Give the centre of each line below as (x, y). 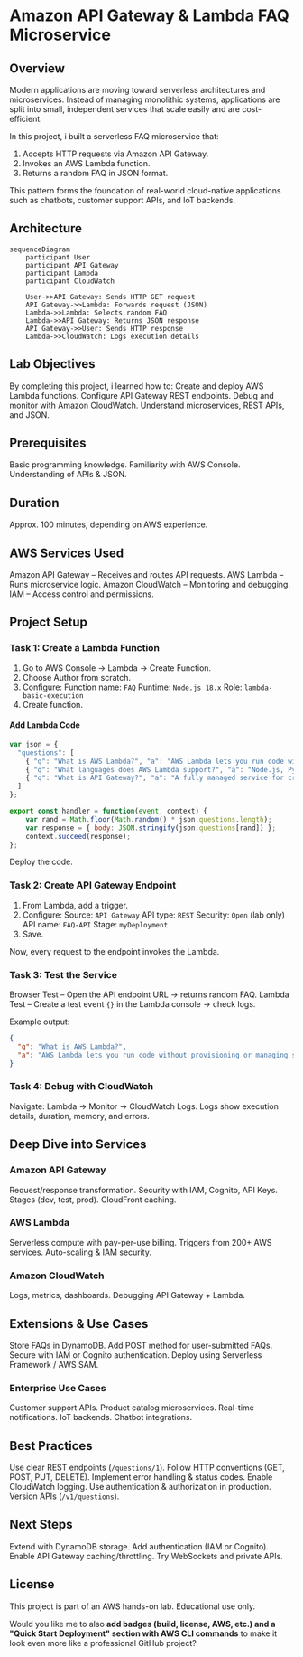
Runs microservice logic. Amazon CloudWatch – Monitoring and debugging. (150, 585)
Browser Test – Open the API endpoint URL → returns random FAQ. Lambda (150, 994)
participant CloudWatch (70, 281)
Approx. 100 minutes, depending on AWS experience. (109, 524)
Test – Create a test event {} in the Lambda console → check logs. (133, 1004)
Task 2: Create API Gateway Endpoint (93, 885)
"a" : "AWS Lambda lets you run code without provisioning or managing (153, 1055)
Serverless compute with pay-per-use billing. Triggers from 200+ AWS (141, 1242)
